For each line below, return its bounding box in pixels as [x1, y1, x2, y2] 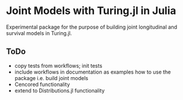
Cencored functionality [14, 81, 70, 88]
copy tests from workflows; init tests [14, 62, 102, 69]
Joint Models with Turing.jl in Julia [6, 4, 177, 18]
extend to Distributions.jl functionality [14, 87, 105, 94]
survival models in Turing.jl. [6, 29, 72, 36]
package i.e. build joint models [14, 74, 89, 81]
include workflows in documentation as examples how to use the [14, 68, 171, 75]
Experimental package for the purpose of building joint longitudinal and [6, 23, 177, 30]
